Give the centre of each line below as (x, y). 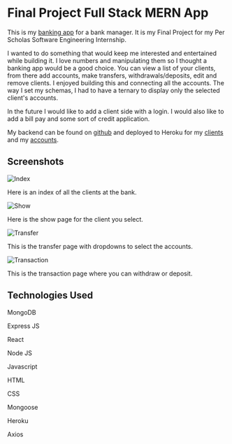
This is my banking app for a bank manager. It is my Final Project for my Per (116, 32)
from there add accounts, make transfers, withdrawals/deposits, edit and (112, 76)
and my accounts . (33, 139)
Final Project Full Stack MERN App (108, 13)
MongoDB (22, 312)
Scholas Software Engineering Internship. (67, 39)
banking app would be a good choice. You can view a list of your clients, (111, 68)
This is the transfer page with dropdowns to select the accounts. (100, 246)
